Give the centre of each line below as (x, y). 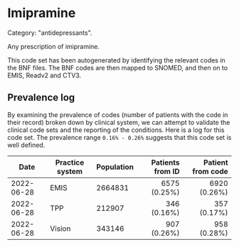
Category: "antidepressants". (50, 33)
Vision (60, 229)
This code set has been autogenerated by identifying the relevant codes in (116, 60)
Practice (70, 163)
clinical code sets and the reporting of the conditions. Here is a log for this (116, 130)
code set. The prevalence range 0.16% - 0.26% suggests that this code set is (119, 137)
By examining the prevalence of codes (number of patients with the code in (118, 114)
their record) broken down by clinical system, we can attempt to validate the (119, 122)
